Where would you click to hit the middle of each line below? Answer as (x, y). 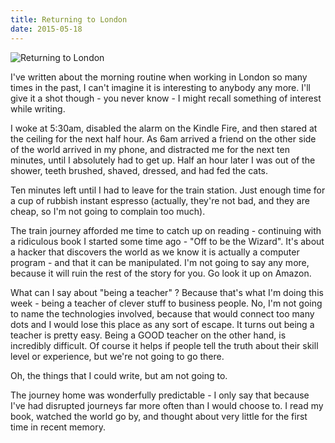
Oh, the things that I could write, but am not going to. (119, 375)
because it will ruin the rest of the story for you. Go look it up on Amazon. (161, 273)
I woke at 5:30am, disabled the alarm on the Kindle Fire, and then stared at (164, 128)
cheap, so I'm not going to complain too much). (108, 211)
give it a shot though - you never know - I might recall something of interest (166, 98)
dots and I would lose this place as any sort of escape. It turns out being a (162, 324)
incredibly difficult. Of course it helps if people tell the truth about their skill (164, 345)
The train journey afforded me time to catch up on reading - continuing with (166, 230)
